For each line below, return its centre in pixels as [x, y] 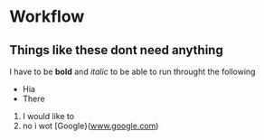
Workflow [47, 17]
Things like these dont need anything [116, 50]
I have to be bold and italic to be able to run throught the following [132, 71]
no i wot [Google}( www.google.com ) [90, 126]
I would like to [48, 116]
